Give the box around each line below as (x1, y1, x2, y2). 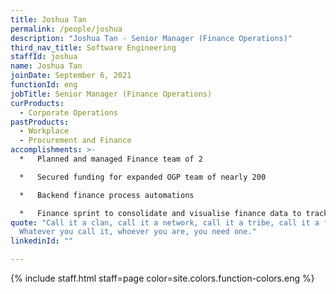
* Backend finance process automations (19, 190, 195, 200)
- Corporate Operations (19, 107, 118, 118)
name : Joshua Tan (10, 61, 83, 71)
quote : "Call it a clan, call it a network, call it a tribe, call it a (10, 217, 320, 228)
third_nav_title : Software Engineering (10, 42, 177, 53)
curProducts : (10, 98, 65, 108)
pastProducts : (10, 117, 70, 127)
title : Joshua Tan (10, 14, 87, 25)
